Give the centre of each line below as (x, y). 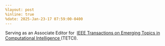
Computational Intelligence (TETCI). (42, 38)
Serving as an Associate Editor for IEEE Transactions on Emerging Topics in (82, 33)
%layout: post (20, 10)
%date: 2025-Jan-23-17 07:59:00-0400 (44, 19)
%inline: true (20, 14)
